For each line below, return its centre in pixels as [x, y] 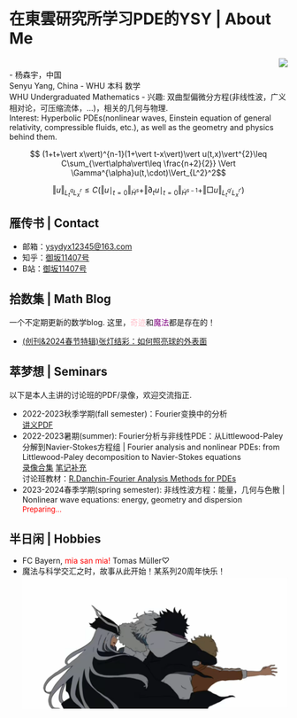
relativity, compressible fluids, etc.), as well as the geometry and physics [141, 127]
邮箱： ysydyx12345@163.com [77, 246]
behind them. [33, 137]
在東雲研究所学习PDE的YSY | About [140, 19]
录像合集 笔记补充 [54, 467]
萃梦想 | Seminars [58, 372]
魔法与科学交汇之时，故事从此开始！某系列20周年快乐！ [124, 571]
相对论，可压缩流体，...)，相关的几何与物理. [89, 107]
